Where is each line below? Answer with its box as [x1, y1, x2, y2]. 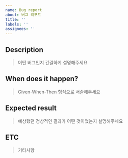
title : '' [5, 17, 27, 22]
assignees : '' [5, 27, 36, 32]
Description [5, 45, 43, 54]
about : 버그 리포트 [5, 12, 41, 17]
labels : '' [5, 21, 29, 27]
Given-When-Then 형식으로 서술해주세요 [17, 89, 100, 95]
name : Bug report [5, 7, 42, 13]
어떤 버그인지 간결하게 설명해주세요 [17, 59, 88, 65]
